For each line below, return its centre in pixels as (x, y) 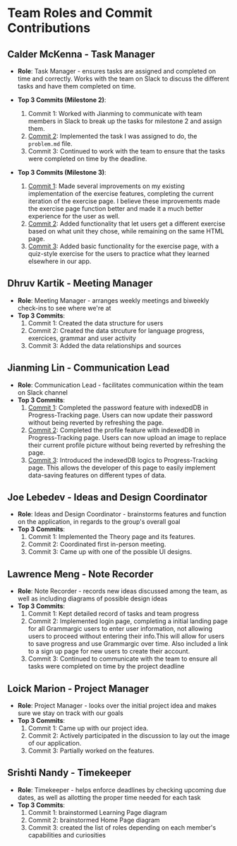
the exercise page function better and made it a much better (115, 209)
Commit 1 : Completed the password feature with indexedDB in (118, 407)
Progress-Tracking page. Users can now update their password (120, 415)
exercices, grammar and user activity (82, 338)
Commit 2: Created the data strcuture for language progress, (116, 330)
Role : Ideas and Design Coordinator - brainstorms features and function (122, 514)
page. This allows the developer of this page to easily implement (122, 468)
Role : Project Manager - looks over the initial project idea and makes (117, 706)
